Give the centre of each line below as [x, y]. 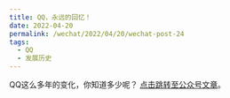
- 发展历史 [35, 58]
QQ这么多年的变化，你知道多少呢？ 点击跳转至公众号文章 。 [118, 84]
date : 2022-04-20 [41, 26]
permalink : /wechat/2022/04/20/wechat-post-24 [97, 34]
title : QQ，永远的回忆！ [50, 17]
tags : [19, 42]
